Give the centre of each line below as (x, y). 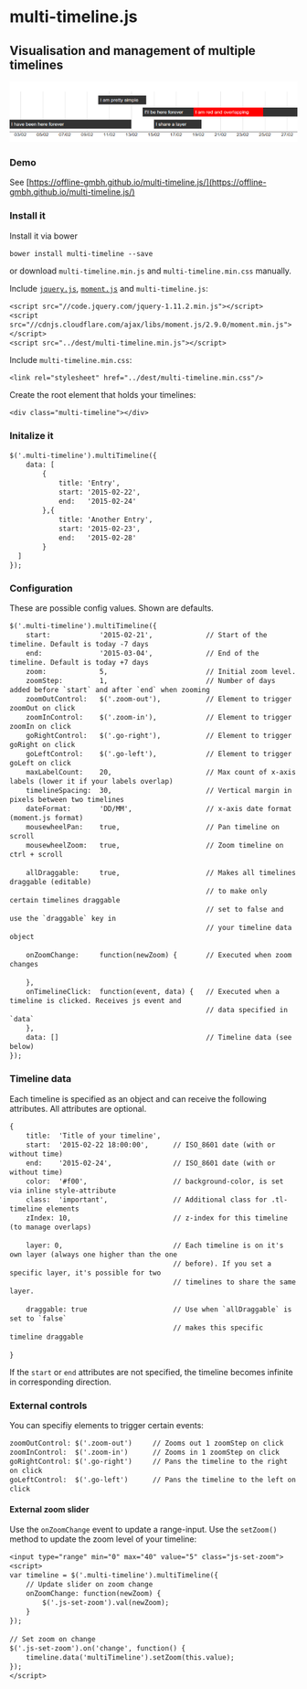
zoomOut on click (42, 709)
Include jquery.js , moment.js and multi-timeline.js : (109, 288)
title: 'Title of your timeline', (94, 1136)
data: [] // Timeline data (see (159, 1038)
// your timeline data (249, 928)
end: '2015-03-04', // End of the (143, 654)
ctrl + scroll (37, 855)
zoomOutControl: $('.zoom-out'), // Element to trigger (159, 700)
